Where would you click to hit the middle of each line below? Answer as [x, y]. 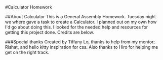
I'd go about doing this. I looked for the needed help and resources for [77, 27]
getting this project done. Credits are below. [50, 32]
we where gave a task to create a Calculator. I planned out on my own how [81, 22]
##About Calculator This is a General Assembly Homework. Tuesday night [81, 16]
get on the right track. [27, 52]
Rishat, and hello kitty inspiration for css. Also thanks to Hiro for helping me [81, 47]
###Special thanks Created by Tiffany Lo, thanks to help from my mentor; [80, 42]
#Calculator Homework [29, 7]
